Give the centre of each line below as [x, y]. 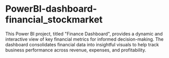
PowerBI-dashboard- [51, 9]
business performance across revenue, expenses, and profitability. [76, 50]
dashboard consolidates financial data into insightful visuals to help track [82, 44]
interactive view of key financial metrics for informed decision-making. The [84, 39]
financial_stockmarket [54, 20]
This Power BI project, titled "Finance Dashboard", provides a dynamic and [84, 34]
